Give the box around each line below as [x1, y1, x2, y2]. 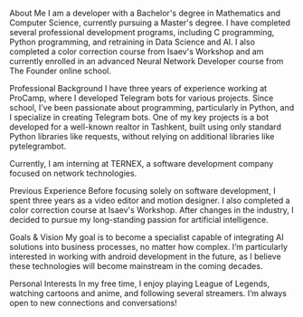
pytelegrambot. [9, 140, 67, 151]
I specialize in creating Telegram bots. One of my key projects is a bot [9, 112, 270, 122]
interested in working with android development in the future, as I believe [9, 251, 282, 262]
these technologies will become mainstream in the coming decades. [9, 261, 263, 271]
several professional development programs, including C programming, [9, 27, 275, 37]
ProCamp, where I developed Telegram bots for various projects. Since [9, 92, 274, 103]
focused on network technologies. [9, 168, 137, 178]
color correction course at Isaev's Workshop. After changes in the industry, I [9, 205, 294, 216]
